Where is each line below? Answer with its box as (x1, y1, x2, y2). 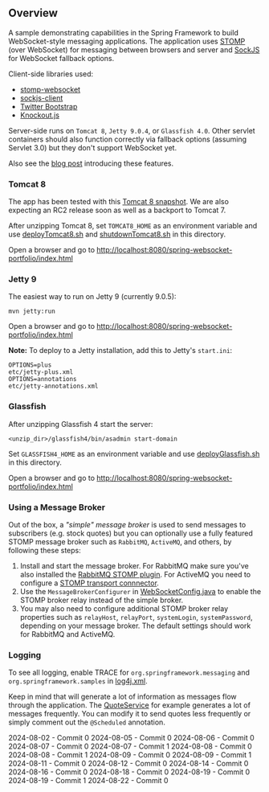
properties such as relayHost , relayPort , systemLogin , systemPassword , (19, 613, 253, 622)
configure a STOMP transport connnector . (19, 578, 159, 588)
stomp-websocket (19, 84, 81, 94)
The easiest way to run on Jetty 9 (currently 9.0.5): (8, 292, 177, 302)
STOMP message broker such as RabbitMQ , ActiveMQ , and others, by (8, 537, 232, 546)
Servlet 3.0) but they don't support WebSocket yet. (8, 142, 177, 152)
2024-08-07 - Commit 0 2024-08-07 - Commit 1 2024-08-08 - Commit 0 (8, 741, 253, 751)
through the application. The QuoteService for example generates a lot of (8, 700, 251, 710)
